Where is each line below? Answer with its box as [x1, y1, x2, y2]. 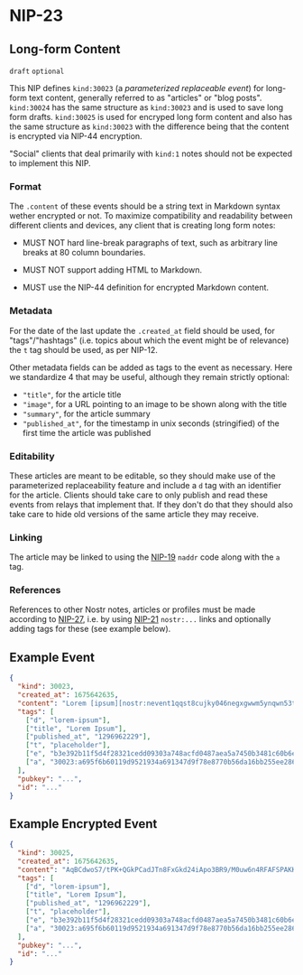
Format [9, 180, 42, 192]
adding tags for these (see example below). [9, 624, 171, 635]
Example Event [9, 649, 95, 664]
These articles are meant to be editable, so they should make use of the [9, 470, 276, 481]
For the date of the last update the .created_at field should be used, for [9, 325, 275, 336]
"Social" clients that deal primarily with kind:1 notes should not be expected [9, 148, 293, 159]
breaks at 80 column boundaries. [22, 247, 146, 258]
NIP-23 [9, 5, 63, 26]
